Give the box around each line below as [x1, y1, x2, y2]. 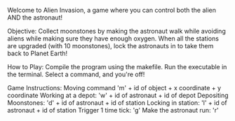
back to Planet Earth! [7, 49, 68, 57]
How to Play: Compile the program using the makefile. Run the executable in [7, 63, 227, 71]
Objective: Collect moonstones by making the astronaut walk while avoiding [7, 27, 226, 35]
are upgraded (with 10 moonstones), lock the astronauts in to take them [7, 42, 214, 50]
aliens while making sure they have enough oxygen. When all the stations [7, 34, 220, 43]
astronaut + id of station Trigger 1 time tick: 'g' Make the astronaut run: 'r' [7, 106, 219, 114]
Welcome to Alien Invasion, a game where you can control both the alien [7, 6, 216, 14]
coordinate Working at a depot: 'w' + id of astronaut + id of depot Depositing [7, 91, 229, 99]
